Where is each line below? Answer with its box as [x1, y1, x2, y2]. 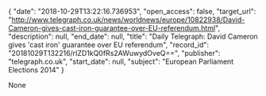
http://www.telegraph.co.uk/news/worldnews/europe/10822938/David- [11, 15, 245, 24]
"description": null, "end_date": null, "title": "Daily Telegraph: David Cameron [8, 31, 258, 41]
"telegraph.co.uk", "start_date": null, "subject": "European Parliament [8, 57, 234, 66]
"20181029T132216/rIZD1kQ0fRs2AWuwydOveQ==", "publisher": [8, 49, 221, 57]
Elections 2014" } [8, 65, 65, 74]
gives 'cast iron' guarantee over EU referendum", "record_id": [8, 40, 210, 50]
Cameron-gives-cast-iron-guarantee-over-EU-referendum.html [8, 24, 216, 32]
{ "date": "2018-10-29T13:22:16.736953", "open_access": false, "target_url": [8, 7, 256, 16]
